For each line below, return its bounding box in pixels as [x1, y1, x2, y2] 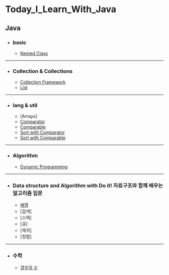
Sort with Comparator [20, 129, 65, 135]
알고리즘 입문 [12, 190, 43, 197]
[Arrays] [20, 113, 38, 119]
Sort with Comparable [20, 135, 66, 141]
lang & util [12, 102, 38, 109]
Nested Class [20, 50, 48, 56]
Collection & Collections [12, 67, 73, 74]
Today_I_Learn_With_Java [5, 4, 117, 15]
